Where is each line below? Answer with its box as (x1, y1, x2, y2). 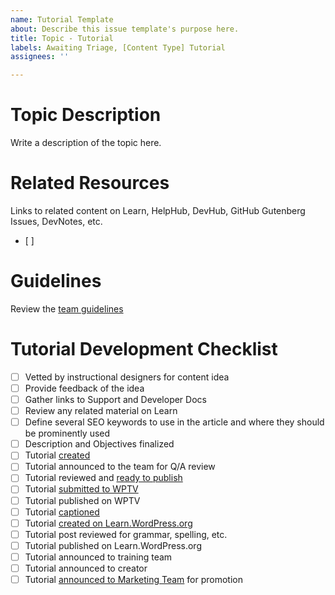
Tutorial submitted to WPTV (24, 483, 139, 495)
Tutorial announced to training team (24, 551, 173, 563)
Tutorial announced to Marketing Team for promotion (24, 573, 243, 585)
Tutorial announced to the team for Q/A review (24, 461, 216, 473)
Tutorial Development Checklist (10, 338, 278, 361)
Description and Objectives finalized (24, 438, 175, 450)
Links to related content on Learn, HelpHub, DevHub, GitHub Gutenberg (10, 205, 306, 216)
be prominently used (24, 427, 111, 440)
